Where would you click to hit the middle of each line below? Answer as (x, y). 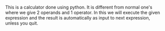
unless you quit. (22, 23)
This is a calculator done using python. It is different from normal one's (79, 7)
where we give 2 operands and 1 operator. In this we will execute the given (83, 12)
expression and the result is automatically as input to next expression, (78, 18)
